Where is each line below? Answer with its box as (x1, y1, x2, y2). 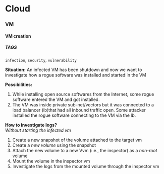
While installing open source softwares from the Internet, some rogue (12, 91, 155, 97)
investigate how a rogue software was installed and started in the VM (5, 72, 146, 78)
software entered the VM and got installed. (12, 96, 100, 102)
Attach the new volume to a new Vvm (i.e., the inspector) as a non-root (12, 147, 158, 153)
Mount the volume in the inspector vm (12, 158, 90, 164)
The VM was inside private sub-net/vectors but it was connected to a (12, 101, 154, 107)
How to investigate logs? (5, 122, 57, 128)
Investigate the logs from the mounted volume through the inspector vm (12, 163, 160, 169)
